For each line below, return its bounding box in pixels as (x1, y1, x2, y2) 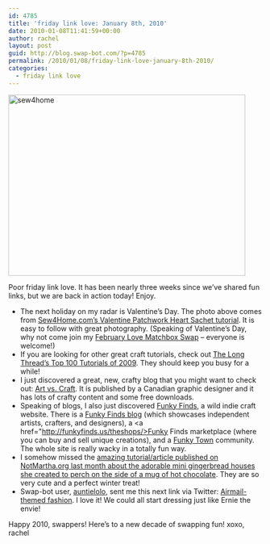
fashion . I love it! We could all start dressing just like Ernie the (47, 495, 251, 504)
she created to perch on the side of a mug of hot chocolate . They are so (19, 469, 260, 479)
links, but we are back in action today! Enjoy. (8, 291, 156, 300)
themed (19, 495, 46, 504)
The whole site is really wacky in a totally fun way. (19, 443, 187, 453)
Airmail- (220, 486, 247, 496)
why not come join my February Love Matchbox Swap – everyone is (19, 332, 245, 341)
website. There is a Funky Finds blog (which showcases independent (19, 409, 250, 419)
